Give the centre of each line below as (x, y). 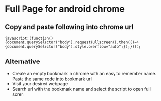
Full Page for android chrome (65, 9)
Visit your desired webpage (40, 83)
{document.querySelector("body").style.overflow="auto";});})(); (73, 47)
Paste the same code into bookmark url (52, 79)
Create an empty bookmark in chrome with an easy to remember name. (84, 73)
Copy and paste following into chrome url (69, 27)
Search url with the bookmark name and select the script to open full (81, 89)
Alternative (23, 62)
